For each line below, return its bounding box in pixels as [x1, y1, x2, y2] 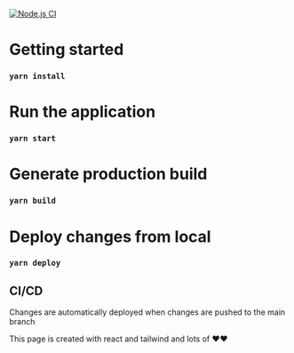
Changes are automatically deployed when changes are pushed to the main [9, 307, 286, 317]
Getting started [9, 40, 124, 60]
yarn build [9, 196, 56, 206]
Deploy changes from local [9, 227, 211, 246]
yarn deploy [9, 258, 61, 269]
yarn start [9, 133, 56, 144]
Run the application [9, 102, 156, 122]
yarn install [9, 71, 66, 82]
